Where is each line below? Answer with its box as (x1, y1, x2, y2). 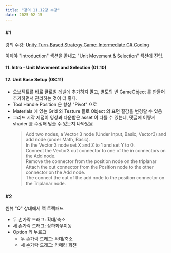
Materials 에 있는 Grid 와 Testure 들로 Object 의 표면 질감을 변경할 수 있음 (12, 107, 163, 114)
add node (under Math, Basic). (25, 136, 90, 142)
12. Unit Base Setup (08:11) (5, 76, 63, 82)
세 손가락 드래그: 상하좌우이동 (12, 222, 72, 229)
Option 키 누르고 (12, 229, 47, 235)
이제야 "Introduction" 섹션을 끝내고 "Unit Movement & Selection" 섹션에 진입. (5, 52, 164, 59)
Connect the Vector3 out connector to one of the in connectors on (25, 147, 166, 153)
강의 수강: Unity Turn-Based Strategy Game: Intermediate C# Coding (5, 42, 149, 48)
